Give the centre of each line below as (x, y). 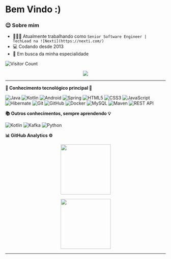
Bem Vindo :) (33, 9)
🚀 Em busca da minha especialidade (51, 54)
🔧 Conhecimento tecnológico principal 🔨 (49, 88)
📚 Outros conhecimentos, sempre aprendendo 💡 (58, 114)
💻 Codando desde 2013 (38, 46)
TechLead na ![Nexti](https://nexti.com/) (58, 41)
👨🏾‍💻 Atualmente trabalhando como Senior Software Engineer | (80, 36)
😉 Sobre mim (22, 25)
